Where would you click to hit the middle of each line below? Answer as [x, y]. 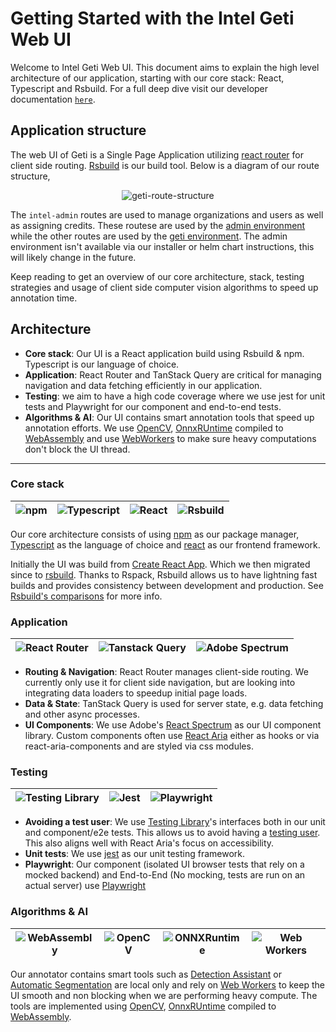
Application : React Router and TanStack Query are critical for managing [173, 374]
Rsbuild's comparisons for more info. [86, 596]
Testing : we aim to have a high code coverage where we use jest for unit [175, 396]
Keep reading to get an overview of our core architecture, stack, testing [157, 276]
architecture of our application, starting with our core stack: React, [147, 78]
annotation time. [44, 298]
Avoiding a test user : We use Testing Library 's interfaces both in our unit [175, 822]
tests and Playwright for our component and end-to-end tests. [153, 406]
